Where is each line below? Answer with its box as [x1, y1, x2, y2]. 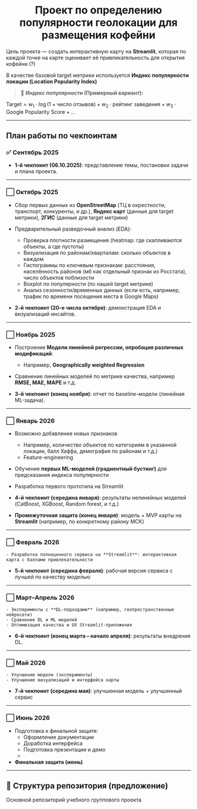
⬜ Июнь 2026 [6, 714, 50, 722]
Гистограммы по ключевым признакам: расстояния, [23, 262, 156, 269]
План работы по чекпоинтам [6, 131, 117, 141]
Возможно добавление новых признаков [14, 430, 117, 437]
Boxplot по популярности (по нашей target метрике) [23, 280, 154, 287]
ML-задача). [14, 397, 45, 404]
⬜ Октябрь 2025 [6, 188, 59, 197]
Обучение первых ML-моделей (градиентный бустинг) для [14, 465, 167, 472]
